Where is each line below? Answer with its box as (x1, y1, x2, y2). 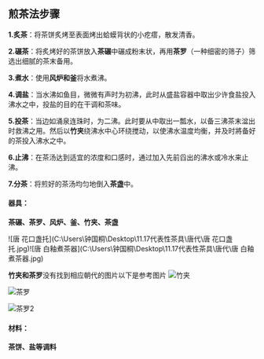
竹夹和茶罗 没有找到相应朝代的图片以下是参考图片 (8, 270, 167, 280)
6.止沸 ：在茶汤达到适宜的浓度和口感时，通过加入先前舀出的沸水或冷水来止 (8, 152, 249, 162)
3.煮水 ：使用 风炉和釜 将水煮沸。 (8, 73, 112, 82)
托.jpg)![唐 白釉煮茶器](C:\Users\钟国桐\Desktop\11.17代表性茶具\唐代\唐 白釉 (8, 244, 255, 254)
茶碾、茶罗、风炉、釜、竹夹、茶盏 (8, 218, 119, 227)
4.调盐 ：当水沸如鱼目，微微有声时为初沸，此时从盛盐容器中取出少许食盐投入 (8, 90, 256, 99)
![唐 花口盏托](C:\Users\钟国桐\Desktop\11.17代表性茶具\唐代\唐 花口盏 (8, 234, 233, 244)
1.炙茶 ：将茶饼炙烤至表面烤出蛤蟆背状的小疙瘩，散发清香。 (8, 30, 200, 39)
